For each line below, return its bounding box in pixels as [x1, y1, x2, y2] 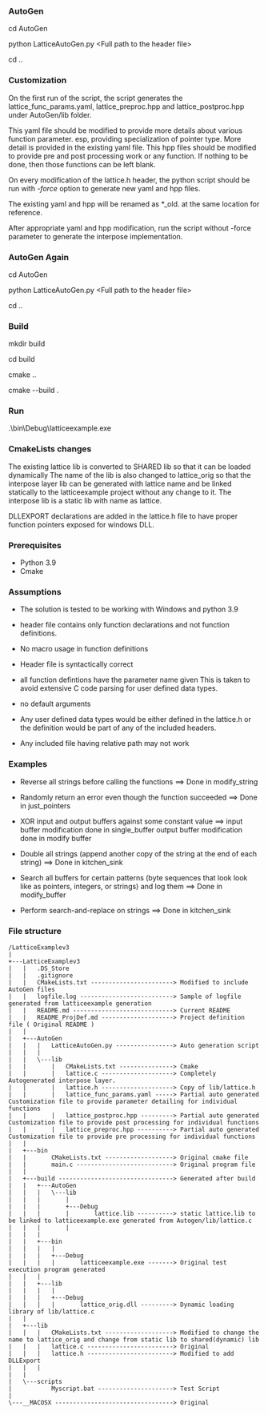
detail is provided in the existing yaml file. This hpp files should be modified [8, 142, 257, 152]
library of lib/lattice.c [8, 1307, 94, 1316]
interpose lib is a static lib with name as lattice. [8, 495, 162, 505]
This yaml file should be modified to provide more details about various [8, 126, 242, 135]
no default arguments [19, 699, 91, 709]
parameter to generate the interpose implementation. [8, 231, 183, 241]
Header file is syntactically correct [19, 659, 134, 669]
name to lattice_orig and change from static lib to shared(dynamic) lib [8, 1335, 260, 1344]
